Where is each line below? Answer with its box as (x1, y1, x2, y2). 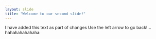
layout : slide (5, 7, 34, 12)
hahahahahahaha (5, 29, 40, 35)
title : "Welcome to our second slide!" (5, 11, 86, 16)
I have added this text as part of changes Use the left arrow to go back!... (5, 24, 152, 30)
